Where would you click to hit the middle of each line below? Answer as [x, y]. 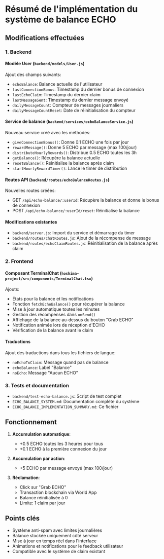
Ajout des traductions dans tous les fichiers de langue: [60, 353]
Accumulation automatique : [41, 434]
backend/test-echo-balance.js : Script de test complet [67, 396]
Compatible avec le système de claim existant [59, 551]
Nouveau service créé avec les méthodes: [48, 132]
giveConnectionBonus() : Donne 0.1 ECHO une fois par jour [70, 142]
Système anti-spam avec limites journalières [57, 530]
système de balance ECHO [61, 19]
